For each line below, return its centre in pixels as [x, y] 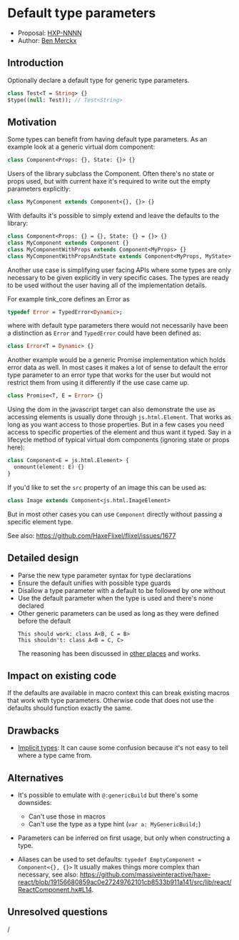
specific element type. [40, 521]
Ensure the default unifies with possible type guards [94, 583]
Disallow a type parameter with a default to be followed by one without [122, 590]
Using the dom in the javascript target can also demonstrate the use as [111, 409]
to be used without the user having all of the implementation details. [107, 285]
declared [31, 606]
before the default [44, 621]
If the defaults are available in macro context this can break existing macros [118, 693]
